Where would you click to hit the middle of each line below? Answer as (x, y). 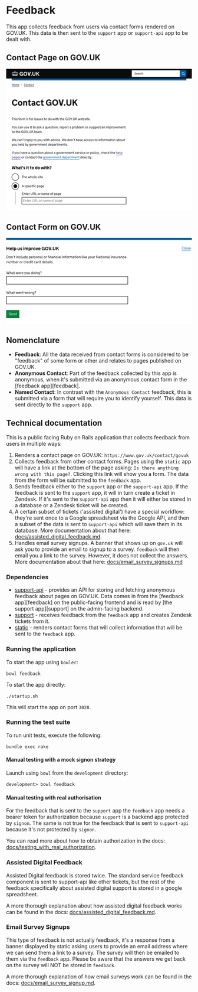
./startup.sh (22, 696)
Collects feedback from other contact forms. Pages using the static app (103, 461)
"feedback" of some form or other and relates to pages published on (98, 361)
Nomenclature (33, 340)
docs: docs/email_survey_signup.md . (51, 983)
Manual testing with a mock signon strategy (61, 760)
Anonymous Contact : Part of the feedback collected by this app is (96, 373)
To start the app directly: (36, 684)
